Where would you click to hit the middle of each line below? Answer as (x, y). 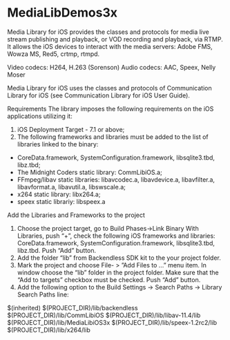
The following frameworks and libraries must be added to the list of (113, 137)
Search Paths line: (43, 294)
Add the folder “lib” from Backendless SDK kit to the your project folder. (119, 258)
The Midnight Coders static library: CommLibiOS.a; (89, 172)
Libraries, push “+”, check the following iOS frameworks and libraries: (116, 236)
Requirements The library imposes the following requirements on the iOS (111, 108)
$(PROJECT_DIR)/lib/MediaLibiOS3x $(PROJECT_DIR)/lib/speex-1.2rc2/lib (112, 322)
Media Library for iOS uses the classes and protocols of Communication (109, 88)
